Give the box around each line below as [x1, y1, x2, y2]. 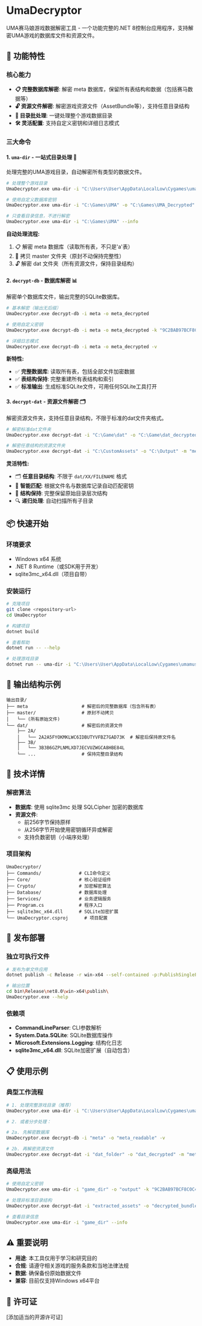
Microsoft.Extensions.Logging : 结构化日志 [14, 1039, 122, 1046]
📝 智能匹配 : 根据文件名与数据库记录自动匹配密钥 [14, 482, 134, 490]
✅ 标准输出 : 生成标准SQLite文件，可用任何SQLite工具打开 [14, 383, 158, 390]
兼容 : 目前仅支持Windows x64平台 [14, 1277, 100, 1285]
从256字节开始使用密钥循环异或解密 [23, 826, 113, 833]
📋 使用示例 [6, 1066, 49, 1076]
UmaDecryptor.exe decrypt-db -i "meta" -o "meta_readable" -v [6, 1135, 165, 1141]
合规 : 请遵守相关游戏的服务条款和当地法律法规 [14, 1262, 129, 1269]
